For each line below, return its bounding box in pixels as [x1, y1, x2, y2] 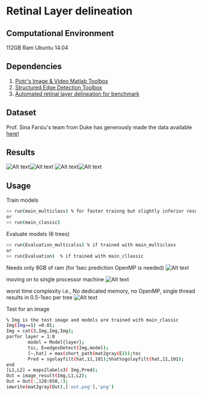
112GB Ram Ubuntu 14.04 [6, 44, 69, 51]
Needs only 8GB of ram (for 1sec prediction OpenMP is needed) [6, 264, 164, 271]
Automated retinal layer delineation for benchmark [14, 90, 139, 97]
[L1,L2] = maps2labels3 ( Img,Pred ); [6, 367, 98, 373]
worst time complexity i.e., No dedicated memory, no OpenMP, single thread [6, 287, 195, 294]
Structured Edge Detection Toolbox [14, 84, 103, 91]
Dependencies [6, 61, 62, 72]
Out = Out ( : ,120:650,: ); [6, 379, 69, 385]
